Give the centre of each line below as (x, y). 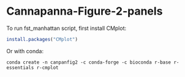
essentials (20, 68)
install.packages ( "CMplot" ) (42, 39)
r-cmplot (48, 68)
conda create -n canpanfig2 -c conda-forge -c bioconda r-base (89, 62)
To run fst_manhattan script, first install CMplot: (66, 28)
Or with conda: (25, 51)
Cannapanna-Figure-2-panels (85, 11)
